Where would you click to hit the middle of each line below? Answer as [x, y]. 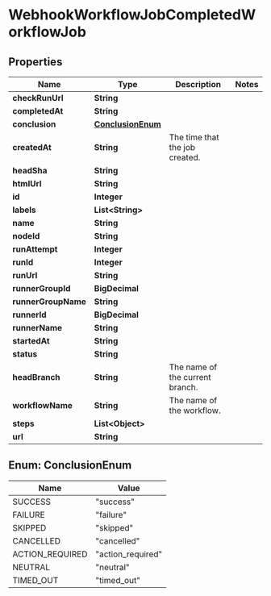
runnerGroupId [42, 288]
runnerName [38, 328]
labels [24, 210]
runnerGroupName [50, 302]
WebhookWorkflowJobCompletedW [132, 15]
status [25, 354]
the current [190, 377]
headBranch [36, 377]
